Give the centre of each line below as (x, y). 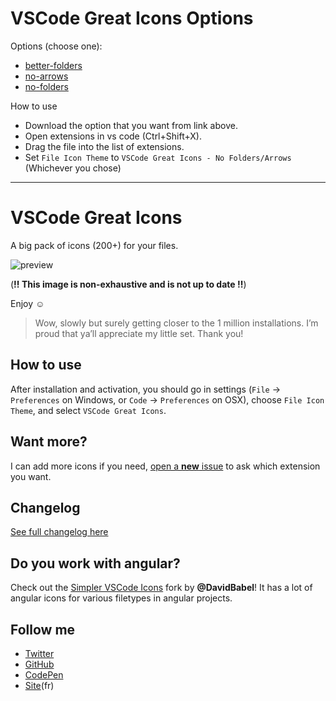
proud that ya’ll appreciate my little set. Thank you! (139, 333)
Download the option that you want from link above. (131, 125)
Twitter (39, 653)
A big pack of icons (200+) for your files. (94, 245)
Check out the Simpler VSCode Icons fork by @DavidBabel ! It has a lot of (161, 588)
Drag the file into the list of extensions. (104, 146)
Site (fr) (39, 685)
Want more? (49, 442)
